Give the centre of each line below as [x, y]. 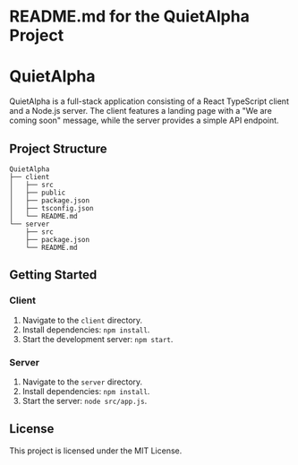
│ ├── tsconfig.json [51, 208]
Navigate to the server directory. [82, 382]
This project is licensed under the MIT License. [96, 451]
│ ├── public [38, 193]
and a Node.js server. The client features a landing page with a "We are [141, 111]
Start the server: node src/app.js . [85, 400]
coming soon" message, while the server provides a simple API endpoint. [144, 121]
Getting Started [53, 275]
